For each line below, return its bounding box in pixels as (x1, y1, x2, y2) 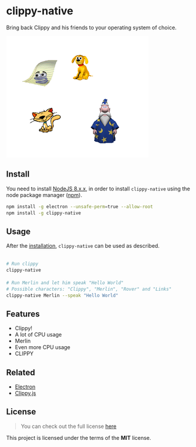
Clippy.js (14, 390, 36, 397)
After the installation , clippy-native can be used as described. (6, 242, 160, 249)
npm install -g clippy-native (6, 210, 82, 216)
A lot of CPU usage (14, 331, 63, 338)
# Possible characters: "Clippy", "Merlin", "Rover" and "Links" (6, 286, 172, 292)
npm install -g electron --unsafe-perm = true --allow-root (6, 204, 153, 209)
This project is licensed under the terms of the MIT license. (6, 434, 151, 441)
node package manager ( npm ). (6, 191, 82, 198)
